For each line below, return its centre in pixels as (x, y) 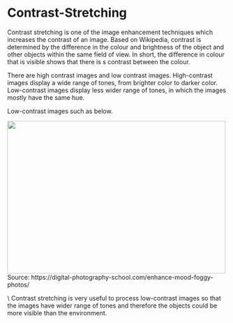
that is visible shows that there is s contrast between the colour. (99, 61)
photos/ (18, 285)
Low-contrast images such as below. (60, 111)
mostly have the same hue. (46, 97)
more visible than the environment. (57, 313)
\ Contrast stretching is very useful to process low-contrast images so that (114, 298)
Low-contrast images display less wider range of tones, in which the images (117, 90)
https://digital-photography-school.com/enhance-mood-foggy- (122, 277)
